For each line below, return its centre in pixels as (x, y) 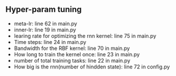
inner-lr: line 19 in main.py (45, 30)
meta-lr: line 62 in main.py (45, 23)
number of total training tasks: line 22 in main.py (72, 60)
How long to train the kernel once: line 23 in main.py (77, 54)
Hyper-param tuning (44, 10)
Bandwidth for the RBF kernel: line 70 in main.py (72, 48)
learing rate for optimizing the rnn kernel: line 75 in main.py (85, 36)
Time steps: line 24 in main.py (50, 42)
